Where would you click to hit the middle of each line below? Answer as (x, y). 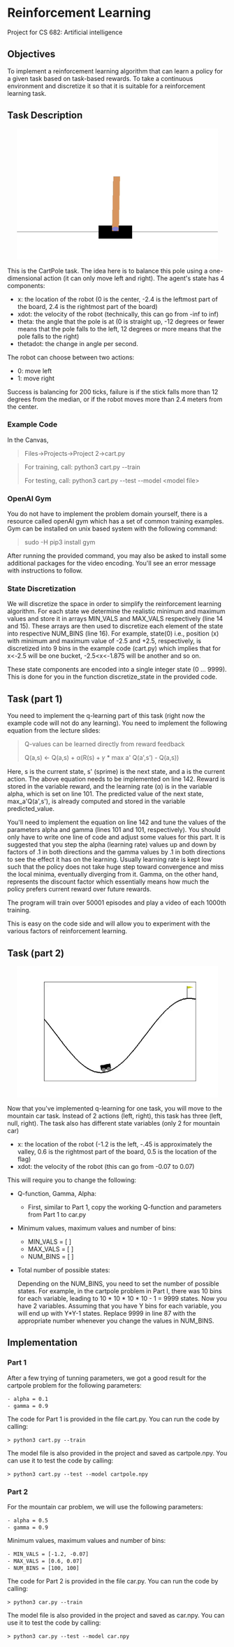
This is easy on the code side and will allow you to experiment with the (109, 923)
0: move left (35, 371)
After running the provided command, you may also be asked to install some (117, 556)
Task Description (45, 116)
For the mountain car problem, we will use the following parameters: (105, 1507)
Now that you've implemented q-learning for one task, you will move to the (115, 1109)
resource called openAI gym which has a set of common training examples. (116, 522)
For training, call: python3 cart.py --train (82, 467)
